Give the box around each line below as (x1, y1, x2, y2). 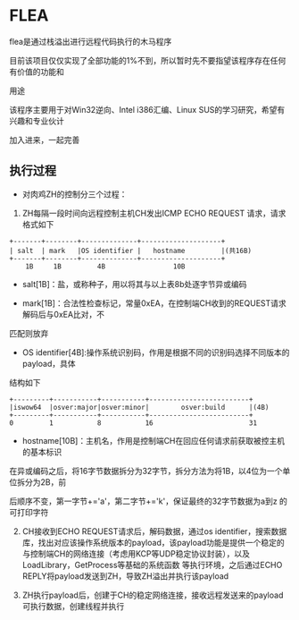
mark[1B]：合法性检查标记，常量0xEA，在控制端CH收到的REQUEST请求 (21, 297, 287, 309)
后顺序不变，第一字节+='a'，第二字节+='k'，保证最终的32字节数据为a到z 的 (9, 496, 288, 506)
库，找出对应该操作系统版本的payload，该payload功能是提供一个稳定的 (21, 537, 286, 548)
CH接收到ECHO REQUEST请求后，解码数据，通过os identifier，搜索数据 (21, 525, 287, 537)
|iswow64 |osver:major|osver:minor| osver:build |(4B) (9, 403, 270, 412)
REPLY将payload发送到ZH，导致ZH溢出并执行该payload (21, 570, 229, 582)
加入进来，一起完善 (9, 134, 80, 145)
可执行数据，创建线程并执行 (21, 600, 125, 611)
